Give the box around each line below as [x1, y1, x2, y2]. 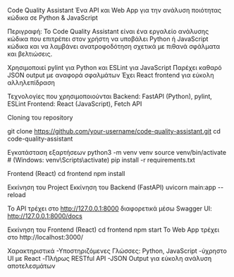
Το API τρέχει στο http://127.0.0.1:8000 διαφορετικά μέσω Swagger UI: [7, 204, 213, 213]
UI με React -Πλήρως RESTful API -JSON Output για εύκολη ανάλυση [7, 254, 212, 262]
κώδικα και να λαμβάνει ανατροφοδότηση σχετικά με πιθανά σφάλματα [7, 42, 221, 50]
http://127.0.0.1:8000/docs [7, 212, 82, 220]
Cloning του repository [7, 113, 73, 122]
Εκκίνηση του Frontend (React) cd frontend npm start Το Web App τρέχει [7, 225, 220, 234]
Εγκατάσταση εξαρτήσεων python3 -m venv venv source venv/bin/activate [7, 148, 227, 156]
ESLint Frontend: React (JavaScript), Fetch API [7, 100, 142, 108]
